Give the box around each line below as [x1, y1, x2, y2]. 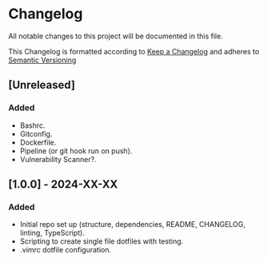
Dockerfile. [19, 137, 57, 147]
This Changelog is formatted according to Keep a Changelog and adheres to [8, 46, 260, 56]
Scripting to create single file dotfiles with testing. [19, 236, 184, 246]
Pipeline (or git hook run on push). [19, 145, 133, 156]
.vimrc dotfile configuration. [19, 245, 112, 255]
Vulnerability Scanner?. [19, 154, 98, 164]
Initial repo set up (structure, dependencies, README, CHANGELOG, [19, 220, 246, 229]
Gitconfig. [19, 129, 53, 138]
